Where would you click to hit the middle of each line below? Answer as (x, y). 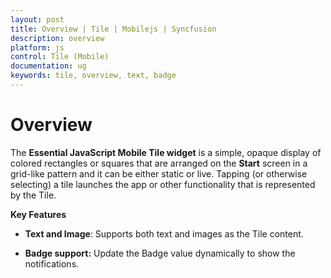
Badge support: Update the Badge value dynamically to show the (160, 253)
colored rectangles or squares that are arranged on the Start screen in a (159, 163)
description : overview (57, 38)
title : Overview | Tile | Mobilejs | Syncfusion (113, 29)
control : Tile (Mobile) (60, 57)
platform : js (37, 47)
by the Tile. (33, 195)
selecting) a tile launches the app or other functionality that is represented (163, 184)
